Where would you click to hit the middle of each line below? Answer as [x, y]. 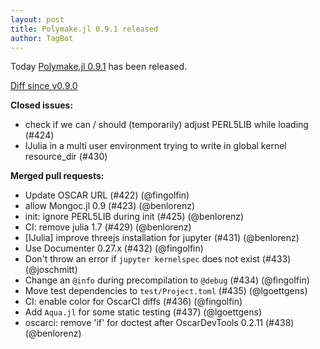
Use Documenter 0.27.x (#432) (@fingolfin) [114, 248]
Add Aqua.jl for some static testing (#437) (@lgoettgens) [143, 312]
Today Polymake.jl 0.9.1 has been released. [99, 67]
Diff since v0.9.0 [44, 86]
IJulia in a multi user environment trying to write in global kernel [155, 146]
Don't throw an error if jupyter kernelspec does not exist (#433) [158, 259]
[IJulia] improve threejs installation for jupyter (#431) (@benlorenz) [162, 238]
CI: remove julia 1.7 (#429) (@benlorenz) [108, 227]
